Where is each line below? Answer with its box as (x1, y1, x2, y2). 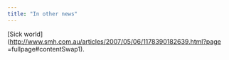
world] (23, 30, 43, 38)
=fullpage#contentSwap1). (7, 44, 85, 53)
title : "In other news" (7, 10, 78, 18)
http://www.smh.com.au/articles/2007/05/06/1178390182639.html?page (9, 37, 222, 46)
